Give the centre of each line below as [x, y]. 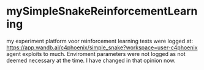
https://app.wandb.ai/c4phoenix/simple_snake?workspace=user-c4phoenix [102, 47]
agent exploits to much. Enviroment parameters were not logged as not [96, 54]
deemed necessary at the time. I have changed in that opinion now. [91, 60]
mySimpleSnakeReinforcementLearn [102, 11]
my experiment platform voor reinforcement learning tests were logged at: [100, 41]
